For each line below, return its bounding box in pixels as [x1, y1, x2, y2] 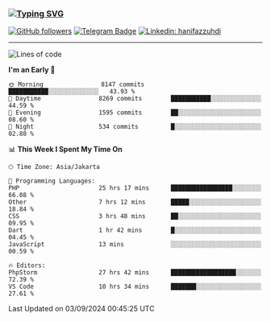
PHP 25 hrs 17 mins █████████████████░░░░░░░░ [8, 184, 262, 192]
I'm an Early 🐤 [8, 65, 56, 75]
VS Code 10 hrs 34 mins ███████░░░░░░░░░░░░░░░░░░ [8, 282, 262, 291]
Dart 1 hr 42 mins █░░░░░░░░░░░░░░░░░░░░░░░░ [8, 226, 262, 235]
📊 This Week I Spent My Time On [8, 145, 123, 154]
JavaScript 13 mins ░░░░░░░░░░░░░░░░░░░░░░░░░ [8, 241, 262, 249]
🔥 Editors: [8, 261, 46, 270]
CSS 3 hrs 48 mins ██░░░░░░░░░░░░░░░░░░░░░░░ [8, 212, 262, 220]
